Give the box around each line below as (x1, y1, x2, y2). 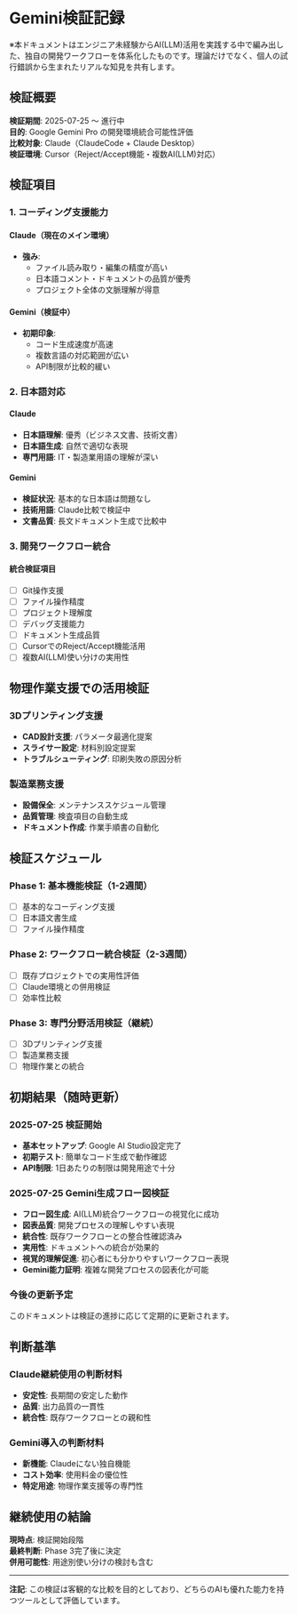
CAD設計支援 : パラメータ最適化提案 (21, 731, 153, 743)
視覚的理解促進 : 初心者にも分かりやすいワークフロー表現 (21, 1253, 229, 1264)
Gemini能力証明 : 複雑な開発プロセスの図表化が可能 (21, 1265, 209, 1275)
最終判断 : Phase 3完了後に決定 (9, 1546, 122, 1556)
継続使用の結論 (9, 1509, 91, 1524)
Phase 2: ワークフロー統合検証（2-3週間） (9, 948, 193, 960)
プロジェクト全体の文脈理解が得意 (35, 285, 161, 295)
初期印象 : (21, 328, 56, 339)
